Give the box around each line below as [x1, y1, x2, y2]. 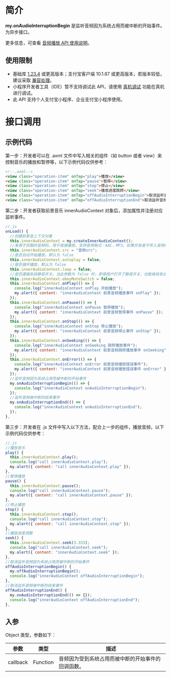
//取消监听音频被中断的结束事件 [5, 583, 63, 588]
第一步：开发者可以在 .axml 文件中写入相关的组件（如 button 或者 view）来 [5, 152, 162, 158]
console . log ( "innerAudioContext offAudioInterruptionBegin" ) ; [10, 573, 145, 579]
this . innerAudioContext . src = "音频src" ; [10, 248, 98, 253]
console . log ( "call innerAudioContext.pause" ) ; [10, 488, 110, 493]
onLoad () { [5, 228, 28, 234]
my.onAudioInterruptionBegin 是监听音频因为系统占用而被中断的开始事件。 [5, 22, 165, 29]
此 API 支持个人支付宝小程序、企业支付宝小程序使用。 [12, 96, 126, 102]
